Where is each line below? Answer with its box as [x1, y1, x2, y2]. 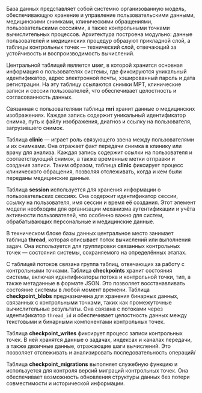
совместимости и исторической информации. [6, 380, 125, 387]
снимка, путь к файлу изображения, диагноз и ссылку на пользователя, [6, 118, 192, 125]
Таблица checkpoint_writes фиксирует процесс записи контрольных [6, 330, 183, 336]
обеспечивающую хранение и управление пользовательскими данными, [6, 11, 195, 19]
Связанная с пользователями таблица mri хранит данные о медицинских [6, 105, 195, 112]
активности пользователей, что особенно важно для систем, [6, 212, 164, 218]
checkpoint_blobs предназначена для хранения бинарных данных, [6, 292, 179, 300]
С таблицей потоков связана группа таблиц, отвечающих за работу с [6, 261, 185, 267]
